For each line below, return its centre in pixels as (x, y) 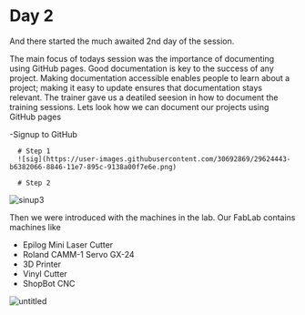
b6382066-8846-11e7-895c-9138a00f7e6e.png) (93, 167)
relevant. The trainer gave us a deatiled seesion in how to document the (144, 97)
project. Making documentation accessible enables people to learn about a (150, 77)
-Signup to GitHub (43, 134)
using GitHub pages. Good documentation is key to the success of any (142, 68)
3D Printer (42, 264)
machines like (35, 227)
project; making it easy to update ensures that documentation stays (136, 87)
